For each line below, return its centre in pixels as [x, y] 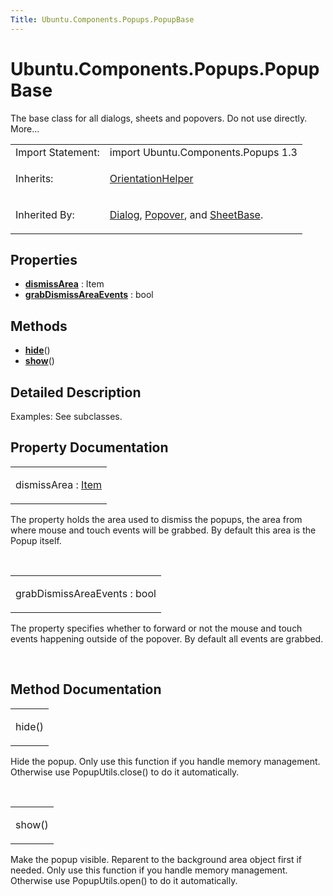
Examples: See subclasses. [66, 416]
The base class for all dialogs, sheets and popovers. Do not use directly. [159, 118]
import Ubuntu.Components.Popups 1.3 [203, 152]
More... [25, 128]
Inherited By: [45, 214]
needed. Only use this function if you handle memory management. [149, 870]
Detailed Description [76, 392]
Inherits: [34, 178]
